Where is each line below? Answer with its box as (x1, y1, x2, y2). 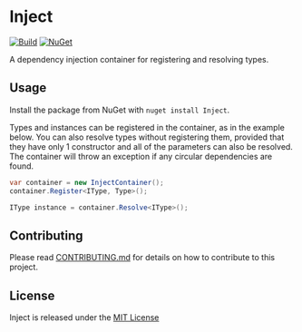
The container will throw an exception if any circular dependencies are (9, 151, 273, 161)
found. (9, 161, 34, 171)
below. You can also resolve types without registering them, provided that (9, 132, 285, 142)
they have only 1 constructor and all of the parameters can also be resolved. (9, 141, 293, 151)
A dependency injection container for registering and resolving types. (9, 54, 269, 64)
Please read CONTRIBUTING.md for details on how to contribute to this (9, 252, 275, 263)
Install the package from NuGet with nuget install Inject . (9, 104, 230, 115)
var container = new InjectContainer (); (9, 178, 165, 187)
